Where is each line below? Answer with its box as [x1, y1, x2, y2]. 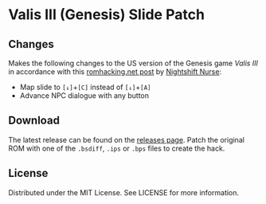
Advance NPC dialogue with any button [19, 91, 150, 100]
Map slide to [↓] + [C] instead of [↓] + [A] [19, 82, 151, 92]
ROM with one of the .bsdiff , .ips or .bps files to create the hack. [8, 143, 225, 153]
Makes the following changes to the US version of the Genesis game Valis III [8, 58, 259, 68]
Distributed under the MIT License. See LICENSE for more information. [8, 187, 240, 197]
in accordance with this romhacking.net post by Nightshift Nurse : [8, 67, 221, 76]
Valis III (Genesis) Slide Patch [8, 6, 205, 24]
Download [8, 114, 60, 127]
